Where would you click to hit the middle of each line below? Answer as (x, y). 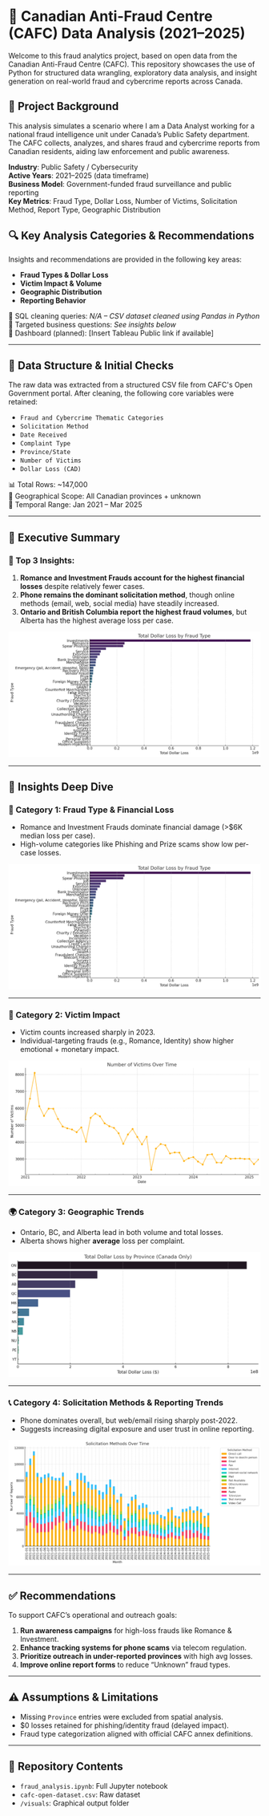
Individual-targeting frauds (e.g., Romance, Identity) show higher (127, 1041)
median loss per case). (58, 836)
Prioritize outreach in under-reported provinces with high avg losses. (137, 1656)
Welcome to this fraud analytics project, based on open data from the (123, 55)
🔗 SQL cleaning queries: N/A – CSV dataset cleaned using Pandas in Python (134, 315)
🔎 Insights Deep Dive (61, 787)
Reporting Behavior (53, 300)
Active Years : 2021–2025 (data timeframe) (79, 175)
